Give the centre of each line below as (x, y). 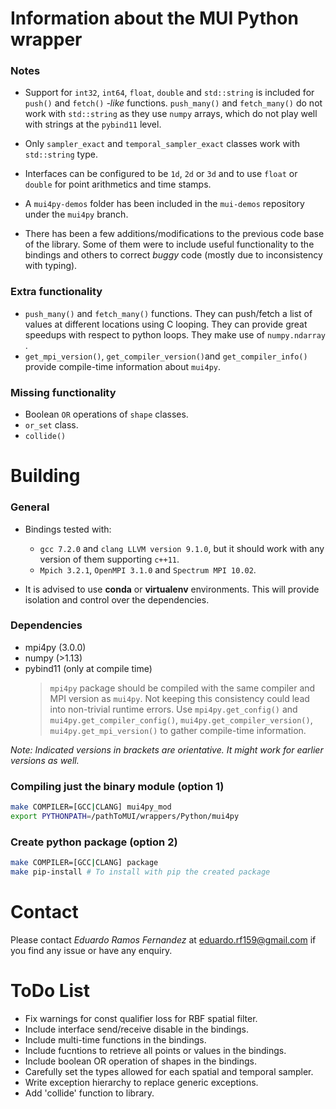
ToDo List (50, 991)
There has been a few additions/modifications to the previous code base (174, 234)
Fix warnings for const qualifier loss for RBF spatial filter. (141, 1018)
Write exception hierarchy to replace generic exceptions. (141, 1082)
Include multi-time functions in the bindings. (115, 1039)
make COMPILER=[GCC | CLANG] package (84, 863)
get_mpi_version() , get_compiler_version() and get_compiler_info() (166, 356)
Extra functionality (56, 292)
